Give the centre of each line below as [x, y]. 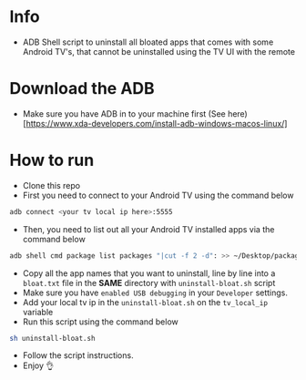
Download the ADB [82, 89]
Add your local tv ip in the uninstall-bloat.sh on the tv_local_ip [145, 302]
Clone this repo [51, 185]
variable [38, 312]
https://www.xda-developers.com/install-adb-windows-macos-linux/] [157, 123]
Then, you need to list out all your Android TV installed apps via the [148, 229]
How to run [52, 160]
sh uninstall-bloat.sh [52, 338]
